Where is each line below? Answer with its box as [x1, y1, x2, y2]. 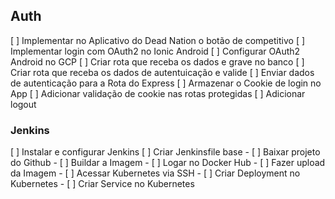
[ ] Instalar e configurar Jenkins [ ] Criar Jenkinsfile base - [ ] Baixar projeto [10, 146, 321, 158]
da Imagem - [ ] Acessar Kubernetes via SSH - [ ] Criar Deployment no [10, 167, 301, 179]
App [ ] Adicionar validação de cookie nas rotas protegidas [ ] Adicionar [10, 87, 306, 99]
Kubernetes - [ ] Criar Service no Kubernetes [10, 178, 195, 190]
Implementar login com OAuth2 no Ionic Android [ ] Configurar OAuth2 [10, 45, 301, 57]
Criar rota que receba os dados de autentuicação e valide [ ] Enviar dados [10, 66, 315, 78]
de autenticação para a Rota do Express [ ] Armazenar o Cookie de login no [10, 77, 322, 89]
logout [10, 98, 37, 110]
